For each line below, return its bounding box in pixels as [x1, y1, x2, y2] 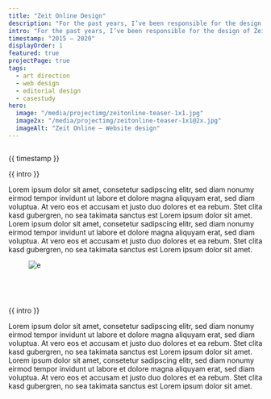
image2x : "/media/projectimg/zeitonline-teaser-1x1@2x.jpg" [15, 117, 222, 125]
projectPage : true [8, 57, 70, 65]
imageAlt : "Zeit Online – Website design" [15, 124, 161, 132]
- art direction [15, 72, 70, 80]
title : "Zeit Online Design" [8, 11, 106, 20]
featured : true [8, 49, 60, 57]
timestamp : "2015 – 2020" [8, 34, 95, 43]
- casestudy [15, 94, 56, 102]
